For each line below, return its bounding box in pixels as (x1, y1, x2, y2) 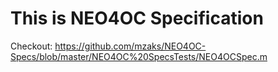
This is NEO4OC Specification (10, 7, 264, 30)
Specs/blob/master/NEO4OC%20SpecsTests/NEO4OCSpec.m (10, 50, 268, 62)
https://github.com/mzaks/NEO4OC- (54, 40, 207, 52)
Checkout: (10, 40, 53, 52)
